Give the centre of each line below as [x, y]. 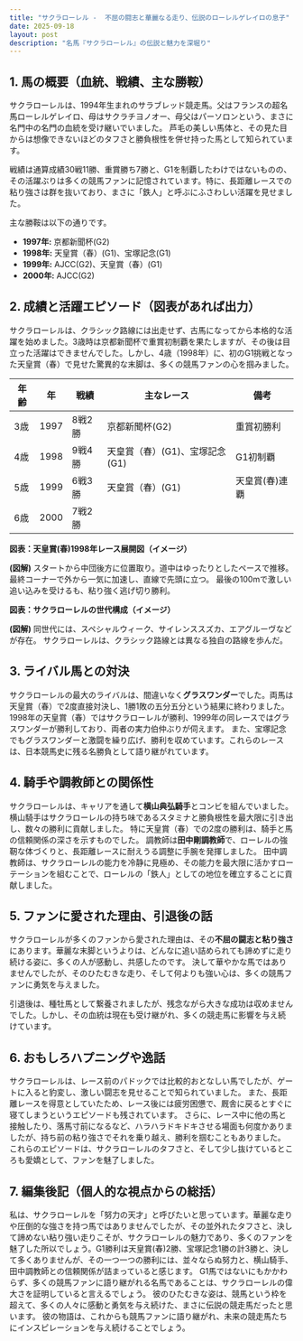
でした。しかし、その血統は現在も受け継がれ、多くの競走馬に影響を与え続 [148, 1015]
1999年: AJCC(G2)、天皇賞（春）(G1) [92, 265]
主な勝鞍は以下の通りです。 [60, 223]
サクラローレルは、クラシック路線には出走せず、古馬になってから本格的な [147, 330]
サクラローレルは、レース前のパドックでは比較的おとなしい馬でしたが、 [143, 1081]
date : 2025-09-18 [42, 26]
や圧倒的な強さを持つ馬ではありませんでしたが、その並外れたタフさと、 [143, 1225]
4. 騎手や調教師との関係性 [82, 782]
